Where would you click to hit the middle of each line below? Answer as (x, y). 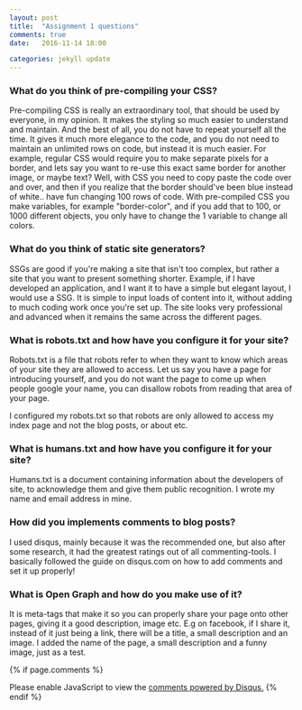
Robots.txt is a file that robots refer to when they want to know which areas (149, 360)
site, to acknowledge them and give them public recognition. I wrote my (142, 490)
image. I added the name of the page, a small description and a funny (138, 642)
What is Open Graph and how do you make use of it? (126, 594)
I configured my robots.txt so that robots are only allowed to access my (142, 416)
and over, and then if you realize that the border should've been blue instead (151, 187)
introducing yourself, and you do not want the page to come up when (138, 379)
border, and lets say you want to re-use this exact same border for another (148, 168)
